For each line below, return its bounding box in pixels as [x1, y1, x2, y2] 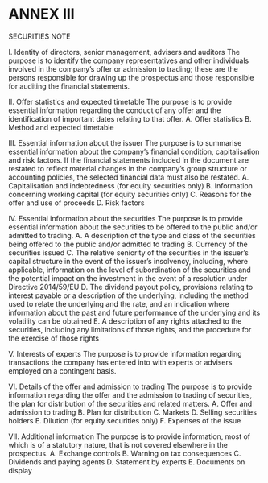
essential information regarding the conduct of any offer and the [8, 105, 221, 115]
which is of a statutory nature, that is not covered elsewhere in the [8, 440, 228, 449]
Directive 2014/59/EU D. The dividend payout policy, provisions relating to [8, 282, 254, 291]
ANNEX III [8, 5, 75, 23]
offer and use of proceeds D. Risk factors [8, 198, 145, 208]
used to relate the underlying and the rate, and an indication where [8, 299, 229, 308]
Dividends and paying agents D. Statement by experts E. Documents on [8, 456, 245, 467]
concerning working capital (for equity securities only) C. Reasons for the [8, 189, 252, 199]
